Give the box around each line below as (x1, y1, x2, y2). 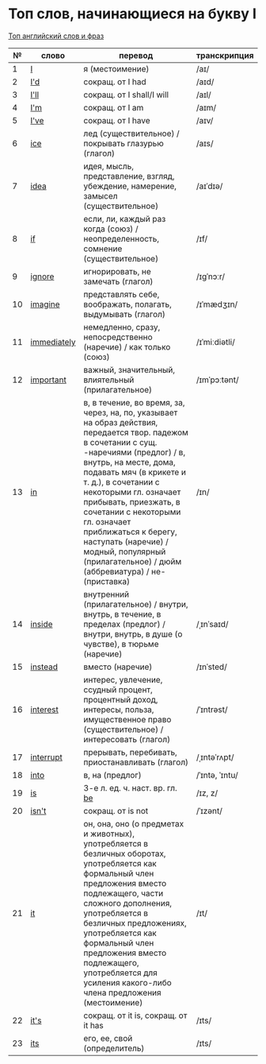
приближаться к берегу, (83, 526, 178, 537)
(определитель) (83, 1043, 145, 1054)
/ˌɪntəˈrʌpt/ (196, 752, 234, 763)
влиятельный (83, 374, 135, 385)
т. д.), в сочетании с (83, 476, 160, 487)
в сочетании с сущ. (83, 436, 158, 447)
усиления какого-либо (83, 977, 172, 988)
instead (30, 661, 58, 672)
